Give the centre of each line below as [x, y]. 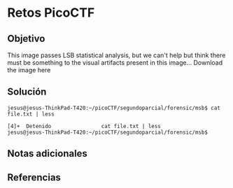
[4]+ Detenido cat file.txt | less [84, 126]
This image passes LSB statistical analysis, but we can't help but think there [116, 55]
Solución [27, 92]
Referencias [34, 177]
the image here [29, 70]
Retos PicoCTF [51, 13]
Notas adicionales [47, 154]
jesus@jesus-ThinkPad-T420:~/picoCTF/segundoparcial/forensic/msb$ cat [114, 108]
